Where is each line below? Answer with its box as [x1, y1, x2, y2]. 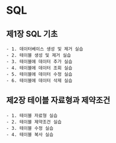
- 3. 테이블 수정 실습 [6, 125, 54, 131]
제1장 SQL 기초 [6, 29, 58, 39]
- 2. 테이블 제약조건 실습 [6, 119, 62, 125]
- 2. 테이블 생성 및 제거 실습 [6, 52, 71, 58]
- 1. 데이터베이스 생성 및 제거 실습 [6, 46, 83, 52]
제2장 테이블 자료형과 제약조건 [6, 95, 111, 105]
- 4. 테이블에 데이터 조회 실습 [6, 65, 73, 71]
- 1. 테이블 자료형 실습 [6, 113, 58, 119]
